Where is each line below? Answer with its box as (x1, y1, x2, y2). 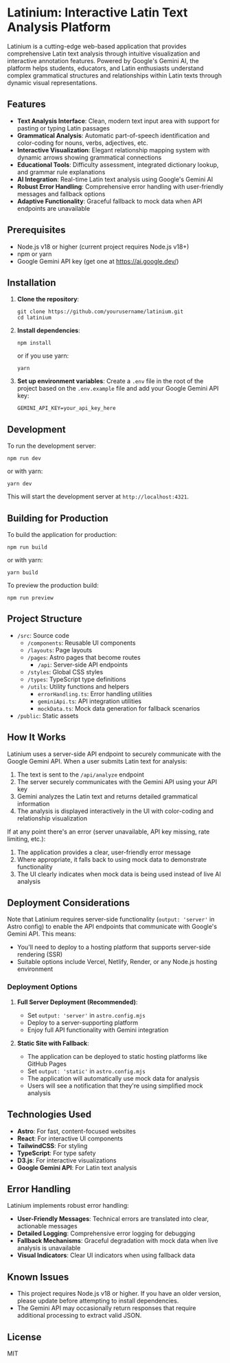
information (16, 799, 50, 808)
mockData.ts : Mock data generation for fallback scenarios (37, 704, 200, 712)
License (7, 1331, 42, 1343)
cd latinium (16, 314, 51, 321)
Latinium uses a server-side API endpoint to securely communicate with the (7, 750, 221, 758)
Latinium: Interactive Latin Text (7, 5, 188, 21)
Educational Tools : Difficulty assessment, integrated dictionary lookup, (16, 160, 219, 169)
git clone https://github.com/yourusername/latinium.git (16, 308, 184, 315)
